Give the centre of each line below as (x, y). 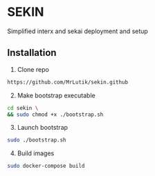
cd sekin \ (23, 108)
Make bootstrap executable (56, 95)
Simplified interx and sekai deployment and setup (78, 31)
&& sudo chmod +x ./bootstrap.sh (55, 115)
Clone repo (33, 69)
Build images (36, 153)
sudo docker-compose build (46, 166)
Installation (32, 53)
